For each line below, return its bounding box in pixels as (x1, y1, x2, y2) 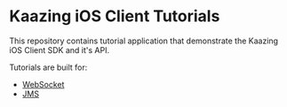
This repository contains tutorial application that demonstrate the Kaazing (9, 35, 278, 46)
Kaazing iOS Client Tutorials (9, 6, 220, 27)
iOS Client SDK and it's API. (9, 44, 109, 55)
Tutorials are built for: (9, 62, 88, 73)
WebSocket (21, 79, 65, 89)
